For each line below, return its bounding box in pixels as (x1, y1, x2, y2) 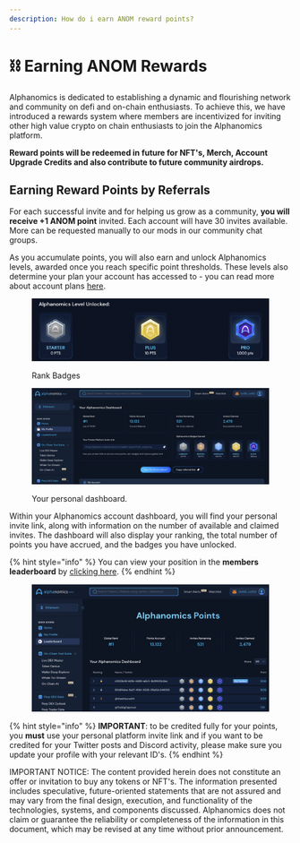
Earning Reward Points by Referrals (9, 182, 210, 197)
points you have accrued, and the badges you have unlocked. (9, 539, 237, 550)
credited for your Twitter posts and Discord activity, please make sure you (9, 739, 282, 750)
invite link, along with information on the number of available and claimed (9, 520, 279, 531)
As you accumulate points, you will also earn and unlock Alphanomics (9, 252, 267, 263)
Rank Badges (31, 370, 81, 381)
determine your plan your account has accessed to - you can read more (9, 271, 275, 282)
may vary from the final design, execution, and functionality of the (9, 795, 253, 805)
